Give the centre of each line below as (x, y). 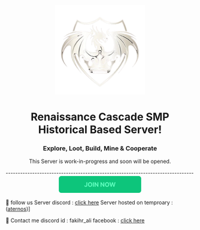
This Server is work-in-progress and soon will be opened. (100, 161)
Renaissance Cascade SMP (100, 116)
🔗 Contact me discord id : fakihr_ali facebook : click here (75, 220)
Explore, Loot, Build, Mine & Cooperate (100, 148)
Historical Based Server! (100, 129)
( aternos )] (18, 209)
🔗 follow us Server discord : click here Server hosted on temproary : (89, 202)
